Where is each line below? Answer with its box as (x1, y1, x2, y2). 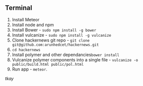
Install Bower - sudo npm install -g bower (12, 27, 97, 33)
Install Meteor (12, 16, 40, 22)
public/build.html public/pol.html (12, 62, 84, 67)
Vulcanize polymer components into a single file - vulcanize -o (12, 57, 139, 62)
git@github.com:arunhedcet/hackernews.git (12, 42, 99, 47)
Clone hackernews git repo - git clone (12, 37, 90, 43)
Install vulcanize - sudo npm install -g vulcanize (12, 32, 112, 38)
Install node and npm (12, 22, 54, 28)
